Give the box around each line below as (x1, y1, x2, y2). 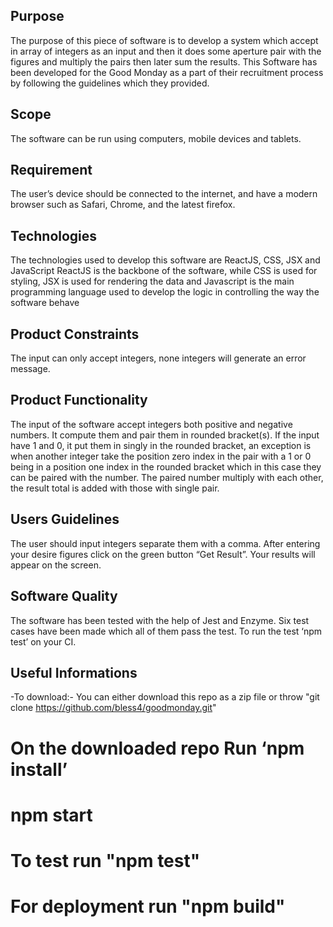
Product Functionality (10, 392, 148, 409)
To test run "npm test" (10, 849, 201, 872)
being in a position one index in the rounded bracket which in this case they (10, 460, 322, 473)
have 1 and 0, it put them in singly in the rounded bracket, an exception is (10, 439, 312, 451)
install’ (10, 758, 68, 781)
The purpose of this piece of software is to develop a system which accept (10, 34, 319, 46)
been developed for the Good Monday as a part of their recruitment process (10, 66, 324, 78)
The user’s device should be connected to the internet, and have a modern (10, 188, 318, 200)
